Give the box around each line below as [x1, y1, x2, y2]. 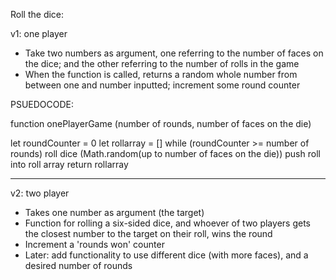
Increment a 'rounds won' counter [24, 239, 165, 250]
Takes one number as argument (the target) [24, 207, 205, 218]
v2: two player [10, 187, 70, 199]
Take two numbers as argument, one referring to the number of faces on [24, 47, 324, 59]
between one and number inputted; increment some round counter [24, 79, 301, 91]
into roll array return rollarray [10, 159, 129, 170]
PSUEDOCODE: [10, 99, 75, 110]
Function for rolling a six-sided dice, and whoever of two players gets [24, 217, 311, 229]
